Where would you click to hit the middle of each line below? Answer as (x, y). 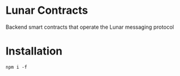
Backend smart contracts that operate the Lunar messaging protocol (90, 27)
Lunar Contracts (47, 10)
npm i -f (16, 67)
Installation (34, 51)
